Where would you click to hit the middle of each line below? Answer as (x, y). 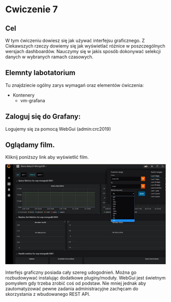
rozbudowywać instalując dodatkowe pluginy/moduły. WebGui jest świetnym (85, 278)
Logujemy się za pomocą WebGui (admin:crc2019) (58, 129)
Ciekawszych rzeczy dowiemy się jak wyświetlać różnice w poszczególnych (85, 46)
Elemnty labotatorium (40, 73)
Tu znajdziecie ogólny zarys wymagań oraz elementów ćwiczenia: (75, 85)
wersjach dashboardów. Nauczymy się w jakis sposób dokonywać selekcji (83, 51)
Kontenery (23, 95)
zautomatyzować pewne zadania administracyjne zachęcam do (72, 289)
